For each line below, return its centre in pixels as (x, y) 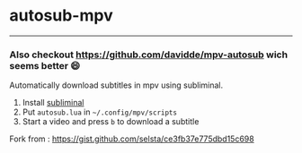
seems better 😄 (45, 65)
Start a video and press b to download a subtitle (111, 122)
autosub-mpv (62, 16)
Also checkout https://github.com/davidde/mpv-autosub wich (149, 55)
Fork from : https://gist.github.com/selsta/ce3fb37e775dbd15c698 (132, 139)
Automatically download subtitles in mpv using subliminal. (116, 85)
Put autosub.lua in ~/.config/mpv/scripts (100, 112)
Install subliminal (53, 103)
